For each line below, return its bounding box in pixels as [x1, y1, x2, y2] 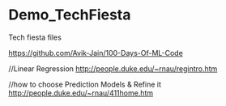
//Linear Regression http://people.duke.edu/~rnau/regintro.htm [8, 63, 218, 74]
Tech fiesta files [8, 32, 62, 42]
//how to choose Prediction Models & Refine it [8, 79, 162, 89]
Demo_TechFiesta [8, 6, 131, 24]
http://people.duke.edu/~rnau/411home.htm [8, 87, 154, 98]
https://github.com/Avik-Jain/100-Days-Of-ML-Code [8, 48, 184, 57]
